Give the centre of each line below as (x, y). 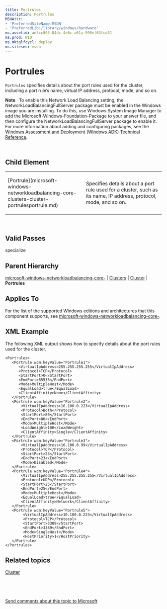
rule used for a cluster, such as (122, 190)
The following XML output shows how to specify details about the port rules (83, 344)
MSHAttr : (14, 19)
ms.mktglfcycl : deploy (29, 42)
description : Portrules (30, 14)
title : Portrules (23, 10)
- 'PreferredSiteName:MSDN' (34, 24)
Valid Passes (25, 238)
